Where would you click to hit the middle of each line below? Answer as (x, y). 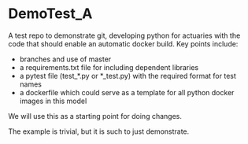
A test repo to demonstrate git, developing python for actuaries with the (124, 35)
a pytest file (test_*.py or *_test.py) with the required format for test (128, 76)
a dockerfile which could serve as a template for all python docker (127, 92)
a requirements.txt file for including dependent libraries (109, 67)
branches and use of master (65, 59)
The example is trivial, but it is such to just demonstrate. (99, 131)
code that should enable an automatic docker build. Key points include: (123, 43)
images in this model (53, 101)
